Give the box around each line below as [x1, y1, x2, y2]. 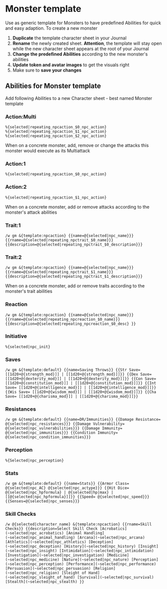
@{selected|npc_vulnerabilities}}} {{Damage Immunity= [5, 426, 123, 431]
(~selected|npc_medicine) [5, 557, 59, 562]
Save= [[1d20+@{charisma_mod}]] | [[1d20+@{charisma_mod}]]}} [5, 394, 138, 399]
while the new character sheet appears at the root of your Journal [12, 45, 149, 52]
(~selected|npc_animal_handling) [5, 535, 75, 541]
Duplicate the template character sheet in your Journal [12, 35, 127, 41]
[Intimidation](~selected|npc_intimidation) [59, 549, 154, 554]
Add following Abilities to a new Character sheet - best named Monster [5, 95, 152, 101]
